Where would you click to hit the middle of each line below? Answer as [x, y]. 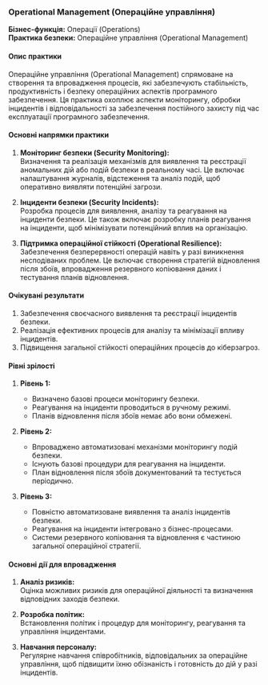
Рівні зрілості [32, 366]
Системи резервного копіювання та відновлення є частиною [136, 538]
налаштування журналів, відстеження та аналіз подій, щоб [120, 178]
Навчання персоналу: [58, 647]
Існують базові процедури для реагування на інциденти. [129, 464]
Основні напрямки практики [59, 135]
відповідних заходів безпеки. [70, 599]
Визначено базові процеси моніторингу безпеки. [116, 399]
